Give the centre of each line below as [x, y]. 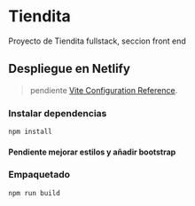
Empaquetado [39, 175]
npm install [30, 132]
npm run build [35, 193]
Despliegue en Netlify [69, 69]
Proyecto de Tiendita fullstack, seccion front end [97, 41]
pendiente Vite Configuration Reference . [104, 90]
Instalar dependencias [58, 113]
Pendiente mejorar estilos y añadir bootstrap [92, 152]
